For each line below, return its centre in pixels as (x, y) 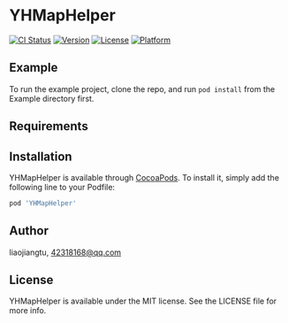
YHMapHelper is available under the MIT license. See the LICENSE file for (143, 301)
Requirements (49, 126)
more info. (28, 311)
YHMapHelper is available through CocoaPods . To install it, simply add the (144, 177)
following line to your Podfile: (62, 187)
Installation (41, 156)
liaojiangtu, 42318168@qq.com (65, 252)
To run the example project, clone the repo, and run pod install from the (142, 88)
